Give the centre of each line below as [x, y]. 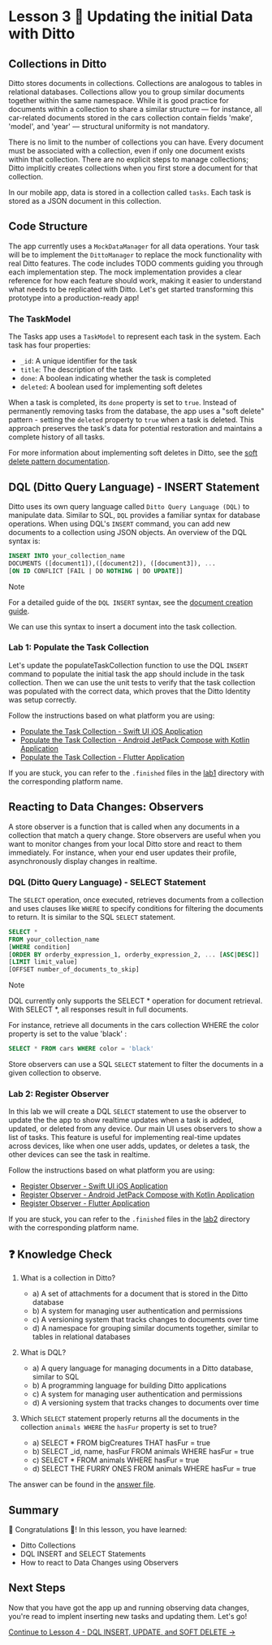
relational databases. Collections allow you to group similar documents [127, 92]
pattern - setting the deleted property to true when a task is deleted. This [131, 420]
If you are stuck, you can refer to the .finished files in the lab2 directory [129, 1219]
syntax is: [24, 541]
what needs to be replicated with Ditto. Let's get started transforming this [131, 289]
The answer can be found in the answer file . [82, 1484]
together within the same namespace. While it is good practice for [119, 100]
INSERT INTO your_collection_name [67, 555]
